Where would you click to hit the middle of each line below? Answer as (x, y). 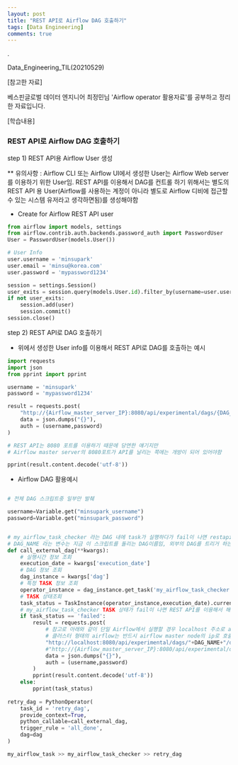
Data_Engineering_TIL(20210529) (56, 67)
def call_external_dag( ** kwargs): (58, 550)
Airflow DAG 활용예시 (48, 480)
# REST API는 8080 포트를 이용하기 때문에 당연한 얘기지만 (83, 446)
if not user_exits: (36, 298)
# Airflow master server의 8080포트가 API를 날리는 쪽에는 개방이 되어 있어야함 (114, 452)
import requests (31, 361)
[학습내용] (21, 121)
